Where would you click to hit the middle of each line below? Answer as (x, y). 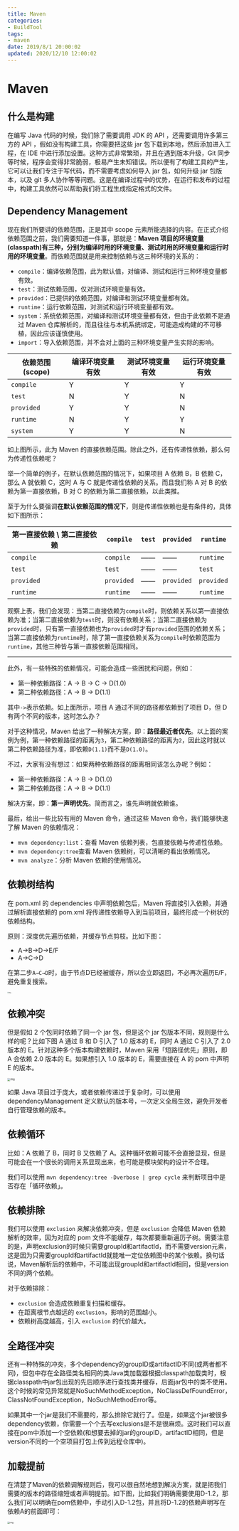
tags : (15, 34)
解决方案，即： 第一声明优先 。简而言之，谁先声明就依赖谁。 (95, 803)
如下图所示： (26, 515)
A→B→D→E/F (38, 950)
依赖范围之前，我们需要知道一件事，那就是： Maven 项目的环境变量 (106, 238)
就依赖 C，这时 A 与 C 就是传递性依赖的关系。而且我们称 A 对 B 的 (124, 482)
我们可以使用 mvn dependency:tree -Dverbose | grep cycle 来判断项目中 (113, 1177)
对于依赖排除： (29, 1289)
